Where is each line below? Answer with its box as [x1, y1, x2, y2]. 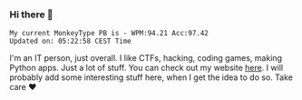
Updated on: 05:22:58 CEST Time [9, 36, 132, 46]
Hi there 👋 [9, 8, 54, 21]
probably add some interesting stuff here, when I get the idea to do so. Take [9, 72, 293, 83]
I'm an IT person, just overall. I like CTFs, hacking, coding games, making [9, 53, 283, 64]
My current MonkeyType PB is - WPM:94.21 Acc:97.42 [9, 29, 209, 38]
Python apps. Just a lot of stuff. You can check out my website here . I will [9, 63, 284, 74]
